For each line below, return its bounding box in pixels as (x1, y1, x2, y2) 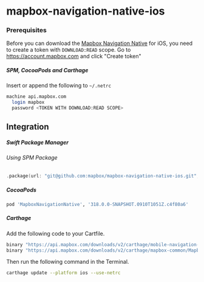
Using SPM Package (6, 154, 58, 162)
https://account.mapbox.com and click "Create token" (6, 53, 141, 60)
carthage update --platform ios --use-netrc (6, 270, 121, 276)
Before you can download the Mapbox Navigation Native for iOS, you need (6, 40, 193, 47)
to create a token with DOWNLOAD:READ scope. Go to (6, 46, 131, 53)
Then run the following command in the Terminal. (6, 258, 129, 266)
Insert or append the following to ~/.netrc (6, 82, 111, 89)
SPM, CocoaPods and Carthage (6, 67, 89, 74)
